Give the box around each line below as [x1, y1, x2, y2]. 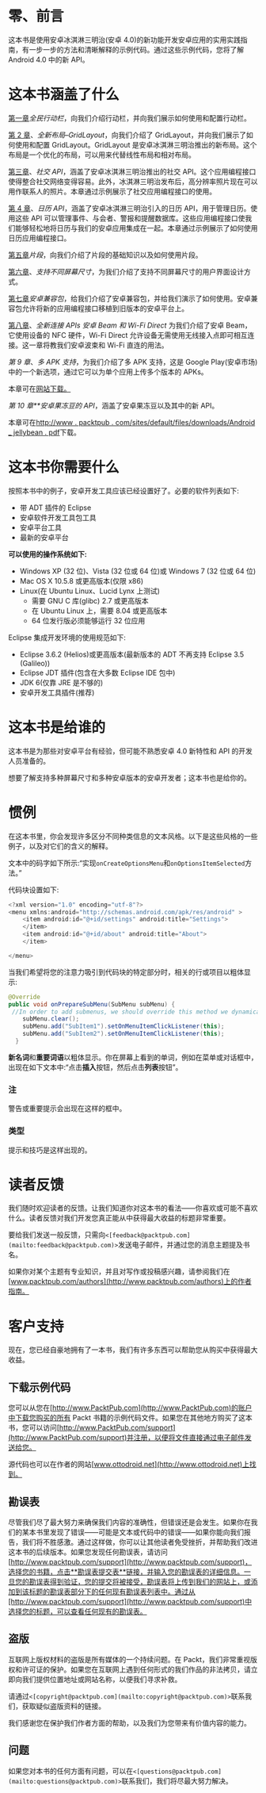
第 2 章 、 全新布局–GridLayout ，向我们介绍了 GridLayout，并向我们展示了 [8, 130, 247, 140]
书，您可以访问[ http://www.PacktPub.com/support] [8, 1423, 176, 1432]
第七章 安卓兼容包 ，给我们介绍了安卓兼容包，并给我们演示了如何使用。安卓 [8, 293, 251, 303]
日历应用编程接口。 [8, 233, 71, 243]
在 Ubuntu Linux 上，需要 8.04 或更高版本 [31, 606, 168, 615]
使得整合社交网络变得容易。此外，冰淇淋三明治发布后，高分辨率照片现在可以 [8, 176, 258, 186]
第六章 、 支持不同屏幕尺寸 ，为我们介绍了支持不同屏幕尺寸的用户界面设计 [8, 266, 244, 276]
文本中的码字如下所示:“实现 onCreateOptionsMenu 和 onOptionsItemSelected [8, 858, 245, 868]
